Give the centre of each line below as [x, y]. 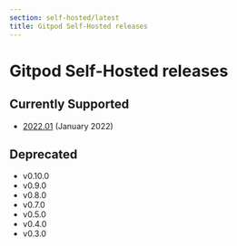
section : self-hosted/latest [64, 18]
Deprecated [44, 154]
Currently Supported [69, 104]
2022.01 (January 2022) [68, 126]
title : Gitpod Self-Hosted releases [79, 26]
